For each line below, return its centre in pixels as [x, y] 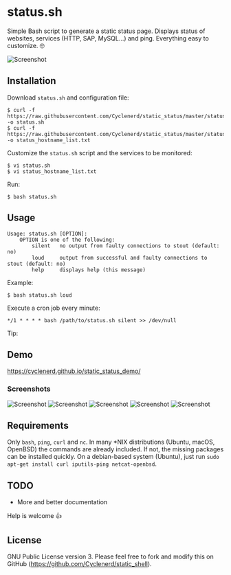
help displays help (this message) [89, 270]
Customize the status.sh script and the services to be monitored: [100, 153]
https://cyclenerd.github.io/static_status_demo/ [74, 371]
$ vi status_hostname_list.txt [52, 171]
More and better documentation [62, 502]
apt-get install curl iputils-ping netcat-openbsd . [82, 464]
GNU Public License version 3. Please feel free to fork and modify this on [111, 556]
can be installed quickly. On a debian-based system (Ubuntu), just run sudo [113, 457]
